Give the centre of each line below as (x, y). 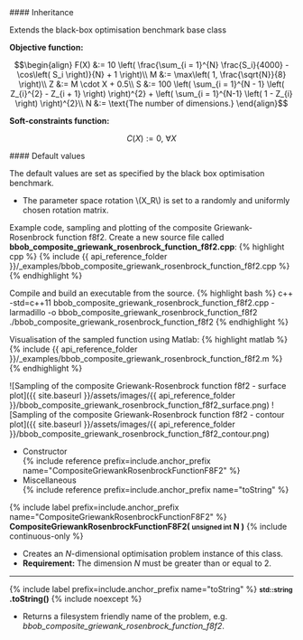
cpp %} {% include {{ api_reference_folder (88, 256)
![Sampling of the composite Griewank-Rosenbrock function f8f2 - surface (148, 386)
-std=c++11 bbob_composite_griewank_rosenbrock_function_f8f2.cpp (139, 303)
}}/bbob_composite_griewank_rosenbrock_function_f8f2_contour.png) (140, 434)
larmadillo (28, 312)
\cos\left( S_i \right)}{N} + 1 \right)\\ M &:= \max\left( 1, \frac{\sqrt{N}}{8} (151, 75)
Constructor (45, 451)
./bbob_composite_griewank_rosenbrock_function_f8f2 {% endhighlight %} (149, 322)
